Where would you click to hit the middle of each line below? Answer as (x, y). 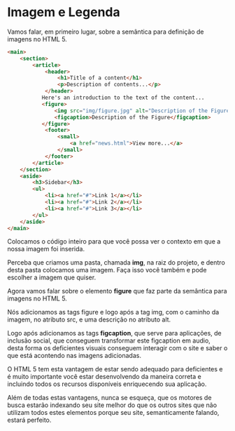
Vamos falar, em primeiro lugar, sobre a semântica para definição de (106, 32)
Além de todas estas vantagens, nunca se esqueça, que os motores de (109, 398)
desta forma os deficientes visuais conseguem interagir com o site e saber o (117, 348)
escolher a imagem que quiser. (52, 277)
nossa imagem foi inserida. (46, 249)
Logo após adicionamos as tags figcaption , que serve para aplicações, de (114, 333)
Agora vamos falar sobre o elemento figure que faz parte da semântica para (117, 291)
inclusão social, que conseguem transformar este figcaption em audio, (109, 340)
